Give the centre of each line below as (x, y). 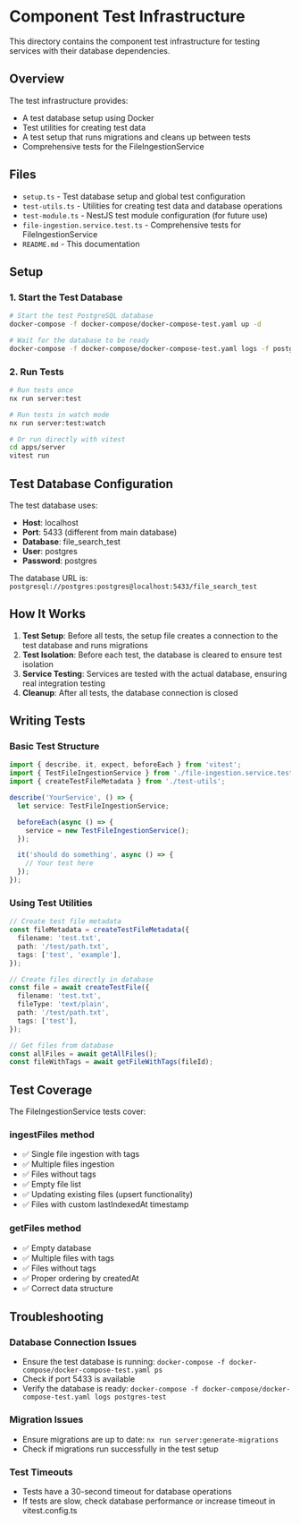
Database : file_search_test (71, 541)
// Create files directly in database (81, 979)
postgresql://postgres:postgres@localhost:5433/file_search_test (133, 587)
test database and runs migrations (85, 645)
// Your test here (59, 863)
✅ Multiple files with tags (68, 1258)
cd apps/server (37, 448)
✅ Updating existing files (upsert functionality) (108, 1195)
